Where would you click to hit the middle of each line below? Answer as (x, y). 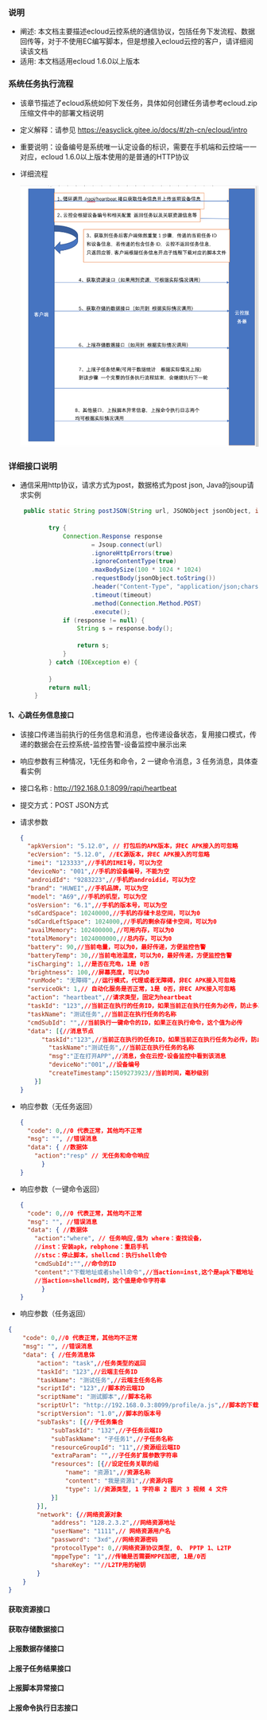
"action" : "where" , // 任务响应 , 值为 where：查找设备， (120, 1239)
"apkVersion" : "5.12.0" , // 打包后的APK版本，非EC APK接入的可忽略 (133, 846)
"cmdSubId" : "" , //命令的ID (75, 1264)
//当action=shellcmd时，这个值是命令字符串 (100, 1280)
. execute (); (111, 612)
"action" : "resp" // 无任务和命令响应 (92, 1156)
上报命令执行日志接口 (43, 1707)
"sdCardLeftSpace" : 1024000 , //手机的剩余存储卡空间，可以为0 (122, 922)
